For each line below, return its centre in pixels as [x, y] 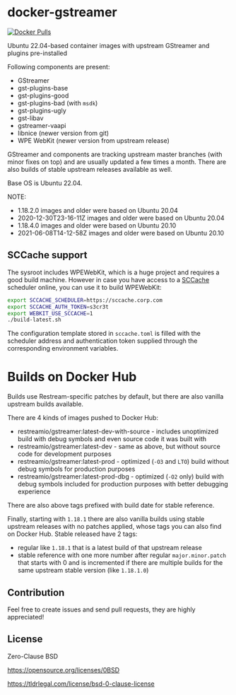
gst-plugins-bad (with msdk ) [58, 103]
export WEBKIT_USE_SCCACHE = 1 [50, 313]
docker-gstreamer [63, 12]
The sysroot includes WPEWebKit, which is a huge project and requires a [113, 272]
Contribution [36, 592]
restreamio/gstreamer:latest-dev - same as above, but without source [119, 447]
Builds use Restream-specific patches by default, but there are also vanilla [116, 397]
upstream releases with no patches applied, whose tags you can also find [114, 527]
